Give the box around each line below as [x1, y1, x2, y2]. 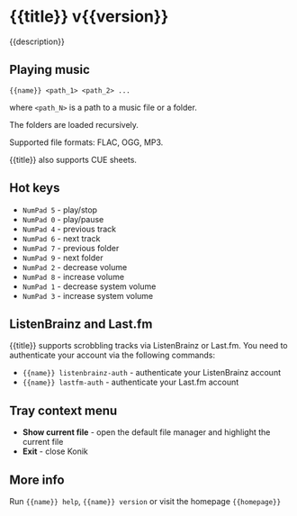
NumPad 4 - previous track [22, 223, 117, 234]
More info [9, 472, 65, 487]
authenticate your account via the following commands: [9, 349, 216, 361]
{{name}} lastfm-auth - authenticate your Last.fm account [22, 376, 239, 388]
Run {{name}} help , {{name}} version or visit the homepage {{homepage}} [9, 496, 282, 506]
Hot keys [9, 180, 60, 195]
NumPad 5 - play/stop [22, 204, 97, 215]
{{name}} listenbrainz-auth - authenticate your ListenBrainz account [22, 367, 282, 378]
